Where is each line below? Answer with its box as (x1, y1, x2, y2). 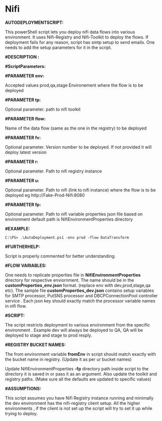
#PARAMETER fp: (5, 201, 41, 208)
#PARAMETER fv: (5, 134, 41, 140)
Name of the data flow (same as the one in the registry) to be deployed (5, 125, 147, 131)
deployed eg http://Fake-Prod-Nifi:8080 (5, 192, 85, 198)
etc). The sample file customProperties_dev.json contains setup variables (5, 287, 154, 293)
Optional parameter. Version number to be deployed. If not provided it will (5, 144, 152, 150)
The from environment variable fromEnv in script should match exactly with (5, 351, 156, 357)
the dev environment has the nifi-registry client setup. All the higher (5, 400, 141, 406)
